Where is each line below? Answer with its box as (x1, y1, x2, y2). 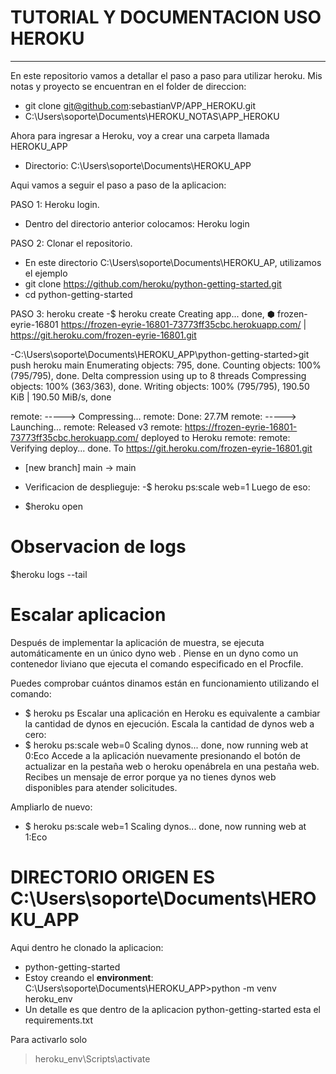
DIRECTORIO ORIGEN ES (10, 866, 216, 888)
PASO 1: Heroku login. (10, 198, 100, 210)
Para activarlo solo (10, 1033, 88, 1045)
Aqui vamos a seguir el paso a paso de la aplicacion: (10, 179, 227, 191)
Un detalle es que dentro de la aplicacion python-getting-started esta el (24, 1003, 321, 1015)
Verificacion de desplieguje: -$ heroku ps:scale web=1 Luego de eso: (24, 481, 311, 493)
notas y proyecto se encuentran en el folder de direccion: (10, 80, 247, 92)
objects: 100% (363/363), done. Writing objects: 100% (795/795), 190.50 (10, 380, 310, 392)
